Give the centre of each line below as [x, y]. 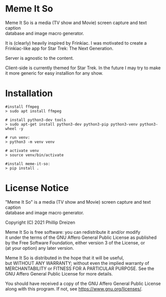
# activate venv [22, 151]
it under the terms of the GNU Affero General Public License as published [81, 237]
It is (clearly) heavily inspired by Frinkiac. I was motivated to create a [76, 43]
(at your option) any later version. [40, 248]
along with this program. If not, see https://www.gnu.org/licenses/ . [74, 288]
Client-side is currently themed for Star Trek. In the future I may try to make [83, 68]
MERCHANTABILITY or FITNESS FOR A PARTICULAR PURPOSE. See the [80, 268]
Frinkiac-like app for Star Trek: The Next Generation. [59, 48]
